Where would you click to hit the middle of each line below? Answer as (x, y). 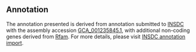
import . (15, 43)
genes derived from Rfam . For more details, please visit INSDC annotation (96, 36)
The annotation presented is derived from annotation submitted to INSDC (95, 24)
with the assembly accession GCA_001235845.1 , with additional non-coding (98, 30)
